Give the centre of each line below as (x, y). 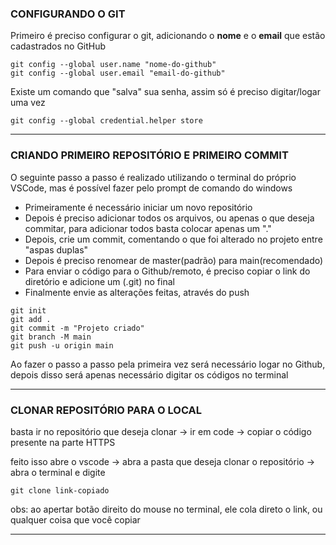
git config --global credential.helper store (106, 121)
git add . (31, 319)
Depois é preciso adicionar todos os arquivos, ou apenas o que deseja (169, 218)
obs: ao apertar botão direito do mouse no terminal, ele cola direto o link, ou (166, 509)
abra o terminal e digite (58, 472)
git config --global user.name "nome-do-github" (113, 65)
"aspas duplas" (56, 249)
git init (28, 310)
